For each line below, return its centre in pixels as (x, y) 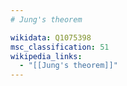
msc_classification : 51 (60, 47)
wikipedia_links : (46, 56)
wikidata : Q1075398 (51, 37)
